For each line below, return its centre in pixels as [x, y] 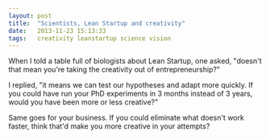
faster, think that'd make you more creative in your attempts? [109, 126]
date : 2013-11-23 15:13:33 [57, 31]
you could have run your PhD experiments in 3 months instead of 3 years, [131, 94]
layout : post [30, 16]
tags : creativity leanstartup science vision [90, 38]
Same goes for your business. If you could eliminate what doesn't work [126, 118]
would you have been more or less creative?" [83, 102]
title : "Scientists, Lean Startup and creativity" [97, 23]
